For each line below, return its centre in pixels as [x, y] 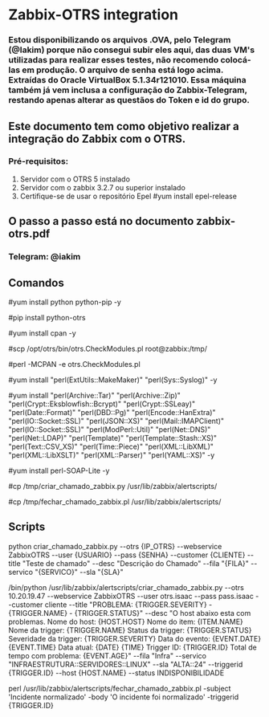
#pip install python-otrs [47, 317]
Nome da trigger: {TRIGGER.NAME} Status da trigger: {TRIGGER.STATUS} [130, 630]
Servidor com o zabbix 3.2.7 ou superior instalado [103, 187]
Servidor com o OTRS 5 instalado [75, 179]
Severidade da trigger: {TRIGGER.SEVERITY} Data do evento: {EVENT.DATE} [135, 638]
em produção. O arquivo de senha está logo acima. [122, 70]
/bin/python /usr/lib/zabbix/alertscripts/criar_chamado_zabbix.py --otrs [126, 587]
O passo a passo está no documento [101, 221]
